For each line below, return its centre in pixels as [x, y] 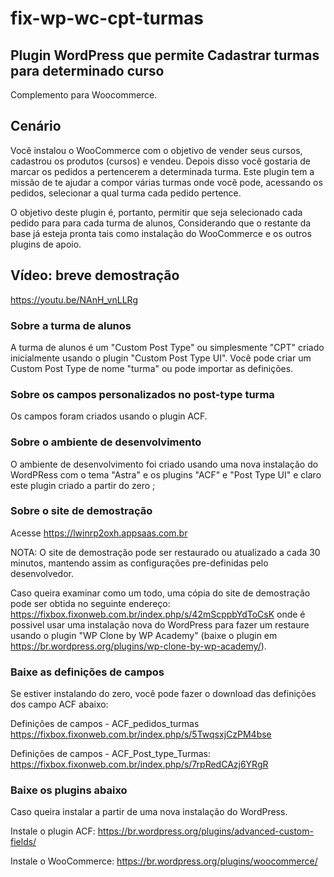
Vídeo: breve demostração [95, 275]
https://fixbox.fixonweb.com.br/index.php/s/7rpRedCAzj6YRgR [139, 764]
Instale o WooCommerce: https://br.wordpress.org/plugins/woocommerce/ [164, 861]
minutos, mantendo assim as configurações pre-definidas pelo [139, 563]
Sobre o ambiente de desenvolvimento [106, 442]
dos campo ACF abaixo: [59, 704]
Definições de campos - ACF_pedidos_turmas [105, 724]
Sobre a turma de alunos [71, 325]
